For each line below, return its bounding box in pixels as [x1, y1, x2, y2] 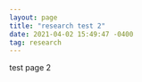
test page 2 [9, 62, 52, 73]
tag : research [9, 37, 63, 47]
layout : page [9, 12, 58, 22]
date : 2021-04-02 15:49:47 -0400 [9, 29, 134, 38]
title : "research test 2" [9, 21, 105, 30]
